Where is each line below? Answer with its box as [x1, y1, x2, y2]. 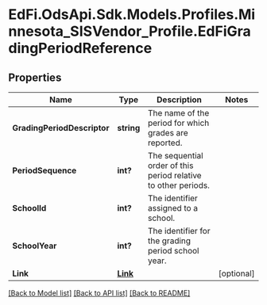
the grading [147, 235, 192, 246]
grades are [147, 128, 188, 138]
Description [156, 94, 203, 105]
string [117, 123, 141, 133]
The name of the [147, 108, 210, 118]
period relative [147, 170, 202, 181]
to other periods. [147, 180, 211, 191]
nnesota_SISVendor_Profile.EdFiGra [8, 22, 252, 40]
